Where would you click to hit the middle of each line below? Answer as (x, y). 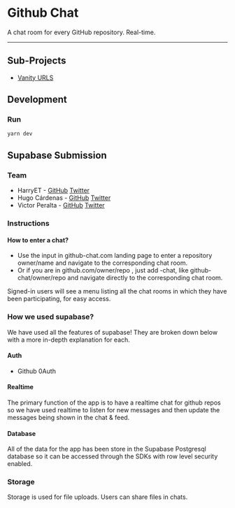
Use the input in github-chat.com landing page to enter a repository (115, 256)
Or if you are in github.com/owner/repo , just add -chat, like (103, 270)
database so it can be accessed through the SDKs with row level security (113, 456)
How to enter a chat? (38, 240)
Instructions (29, 224)
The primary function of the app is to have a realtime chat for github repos (114, 402)
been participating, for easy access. (59, 299)
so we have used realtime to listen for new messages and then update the (114, 409)
